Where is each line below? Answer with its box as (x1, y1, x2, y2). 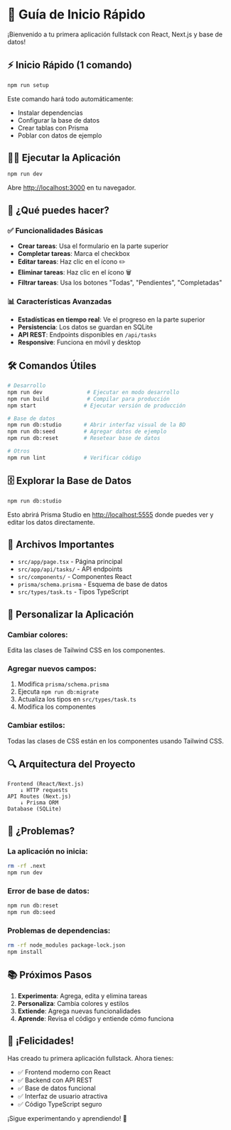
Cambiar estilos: (7, 720, 65, 730)
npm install (7, 948, 43, 956)
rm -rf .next (7, 863, 46, 870)
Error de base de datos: (7, 885, 90, 895)
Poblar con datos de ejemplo (17, 131, 102, 140)
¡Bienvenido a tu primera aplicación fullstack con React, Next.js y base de (7, 30, 222, 38)
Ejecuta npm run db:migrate (17, 687, 100, 696)
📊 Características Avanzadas (7, 296, 112, 306)
